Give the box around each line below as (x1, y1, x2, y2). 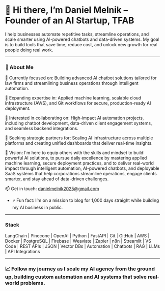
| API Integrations (5, 248, 40, 254)
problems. (20, 280, 45, 287)
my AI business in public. (12, 204, 63, 211)
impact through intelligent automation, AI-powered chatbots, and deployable (5, 165, 160, 171)
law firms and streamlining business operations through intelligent (5, 80, 139, 86)
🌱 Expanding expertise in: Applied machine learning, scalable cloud (5, 95, 141, 101)
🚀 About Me (5, 64, 34, 70)
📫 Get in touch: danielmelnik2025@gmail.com (5, 186, 99, 192)
